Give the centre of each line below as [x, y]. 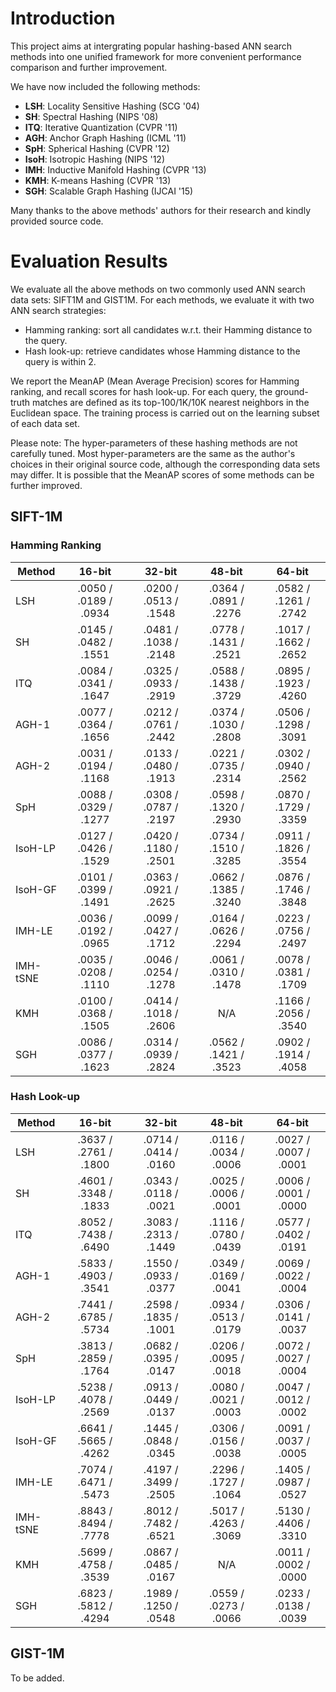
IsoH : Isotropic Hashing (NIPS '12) [94, 159]
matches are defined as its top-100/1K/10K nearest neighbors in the [170, 402]
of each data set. [45, 423]
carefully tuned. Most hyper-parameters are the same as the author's [153, 453]
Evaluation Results [89, 261]
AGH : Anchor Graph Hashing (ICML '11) [105, 138]
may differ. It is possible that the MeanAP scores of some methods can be [162, 474]
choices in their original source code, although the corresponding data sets [165, 464]
